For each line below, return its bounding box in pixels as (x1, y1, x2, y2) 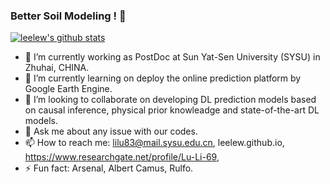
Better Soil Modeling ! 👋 (10, 9, 127, 23)
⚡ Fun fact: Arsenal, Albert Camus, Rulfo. (24, 162, 194, 174)
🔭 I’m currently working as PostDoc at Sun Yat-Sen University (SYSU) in (24, 51, 321, 63)
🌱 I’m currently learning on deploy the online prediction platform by (24, 72, 302, 84)
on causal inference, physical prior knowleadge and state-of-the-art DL (24, 104, 320, 116)
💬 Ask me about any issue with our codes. (24, 125, 198, 138)
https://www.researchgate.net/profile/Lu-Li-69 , (24, 151, 220, 163)
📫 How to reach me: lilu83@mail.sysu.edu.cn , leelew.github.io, (24, 137, 285, 149)
